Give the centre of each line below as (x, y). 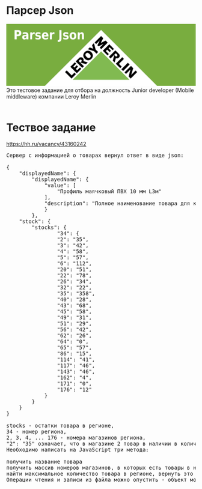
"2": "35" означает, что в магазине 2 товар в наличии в (92, 444)
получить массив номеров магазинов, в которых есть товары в (98, 468)
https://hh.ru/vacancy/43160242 (46, 144)
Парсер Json (40, 11)
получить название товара (44, 462)
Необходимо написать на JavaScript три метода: (78, 450)
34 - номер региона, (37, 432)
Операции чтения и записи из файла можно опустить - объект (97, 480)
